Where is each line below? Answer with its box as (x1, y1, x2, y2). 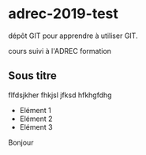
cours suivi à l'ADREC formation (8, 46, 112, 55)
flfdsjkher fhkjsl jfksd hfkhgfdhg (8, 90, 112, 100)
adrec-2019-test (8, 5, 118, 23)
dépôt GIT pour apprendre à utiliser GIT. (8, 31, 138, 40)
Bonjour (8, 138, 34, 147)
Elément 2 (19, 114, 53, 123)
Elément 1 (19, 105, 51, 115)
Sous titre (8, 69, 58, 83)
